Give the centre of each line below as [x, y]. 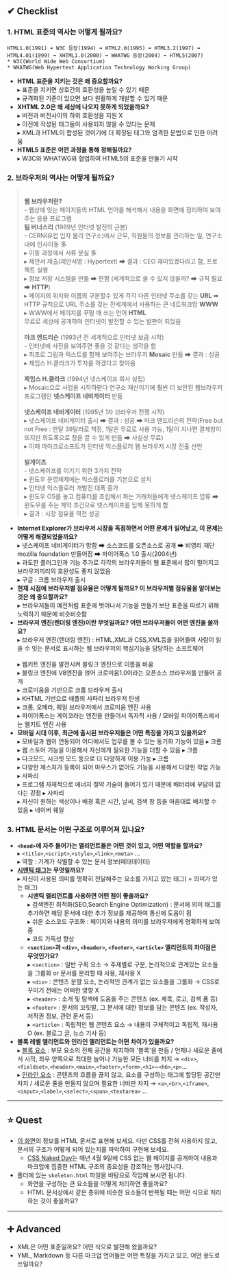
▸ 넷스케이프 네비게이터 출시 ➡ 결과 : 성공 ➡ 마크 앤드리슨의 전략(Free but [123, 420]
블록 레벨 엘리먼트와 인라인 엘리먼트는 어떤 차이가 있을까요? [95, 1042]
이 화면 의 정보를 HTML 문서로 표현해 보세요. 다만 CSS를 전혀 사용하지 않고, [117, 1141]
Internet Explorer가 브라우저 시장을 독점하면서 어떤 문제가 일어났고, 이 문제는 [120, 528]
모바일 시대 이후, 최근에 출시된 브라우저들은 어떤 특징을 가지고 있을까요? [112, 732]
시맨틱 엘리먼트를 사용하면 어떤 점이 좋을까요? [88, 896]
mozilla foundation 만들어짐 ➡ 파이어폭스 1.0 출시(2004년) [97, 554]
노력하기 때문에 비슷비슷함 [52, 614]
